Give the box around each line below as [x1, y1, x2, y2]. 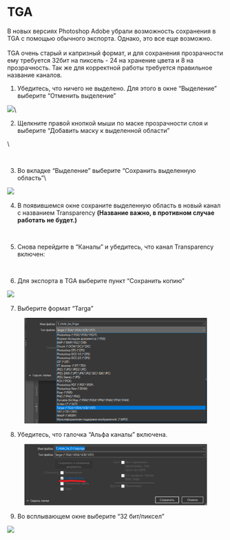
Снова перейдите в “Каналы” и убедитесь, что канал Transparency [17, 242, 214, 251]
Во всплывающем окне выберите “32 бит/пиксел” [17, 512, 165, 520]
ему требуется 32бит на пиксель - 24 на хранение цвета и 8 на [7, 56, 194, 64]
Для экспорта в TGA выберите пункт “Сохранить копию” [17, 276, 185, 284]
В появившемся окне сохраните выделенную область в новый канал [17, 201, 221, 209]
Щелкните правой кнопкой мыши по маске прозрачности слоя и [17, 118, 208, 127]
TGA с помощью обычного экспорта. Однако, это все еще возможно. [7, 34, 212, 42]
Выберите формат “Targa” [17, 304, 94, 312]
